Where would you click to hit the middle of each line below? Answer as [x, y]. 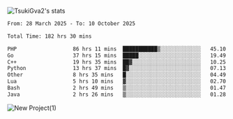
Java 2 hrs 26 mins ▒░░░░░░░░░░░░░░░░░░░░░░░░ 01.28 [117, 94]
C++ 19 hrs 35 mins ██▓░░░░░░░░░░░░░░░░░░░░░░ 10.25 [117, 62]
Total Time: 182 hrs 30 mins [50, 36]
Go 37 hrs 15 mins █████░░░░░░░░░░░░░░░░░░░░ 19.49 [117, 55]
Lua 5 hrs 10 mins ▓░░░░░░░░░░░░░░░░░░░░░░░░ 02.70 [117, 82]
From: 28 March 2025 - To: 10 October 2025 [72, 24]
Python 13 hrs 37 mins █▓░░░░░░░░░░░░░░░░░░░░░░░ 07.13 [117, 69]
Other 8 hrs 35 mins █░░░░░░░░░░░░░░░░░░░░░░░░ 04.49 [117, 75]
